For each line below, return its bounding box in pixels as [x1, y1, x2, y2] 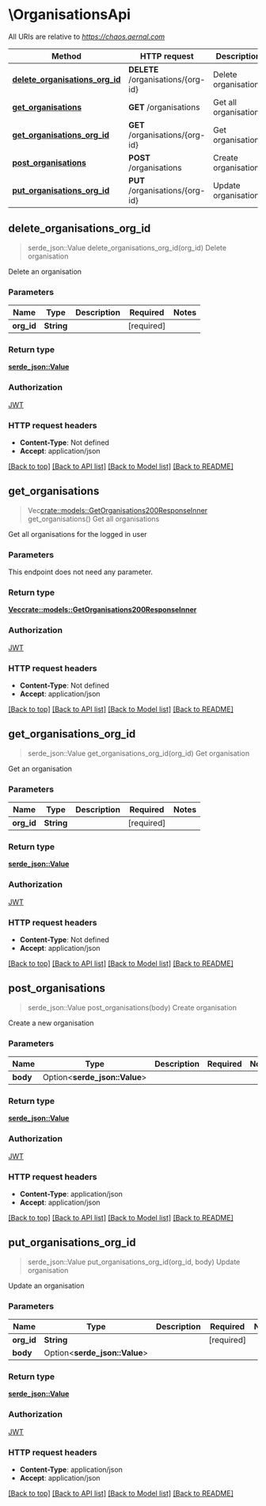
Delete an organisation [8, 266, 82, 276]
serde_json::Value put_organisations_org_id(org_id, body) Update [27, 1257, 241, 1266]
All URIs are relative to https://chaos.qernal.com [8, 32, 165, 41]
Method [51, 50, 82, 61]
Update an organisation [8, 1281, 85, 1290]
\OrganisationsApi [8, 6, 131, 24]
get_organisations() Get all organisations [27, 514, 160, 523]
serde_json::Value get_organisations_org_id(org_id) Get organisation [27, 748, 250, 758]
